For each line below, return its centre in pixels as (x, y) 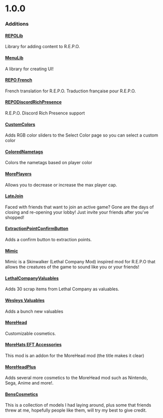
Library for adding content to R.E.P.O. (43, 47)
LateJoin (14, 196)
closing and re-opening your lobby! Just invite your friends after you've (77, 212)
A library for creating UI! (29, 69)
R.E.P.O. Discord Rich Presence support (45, 113)
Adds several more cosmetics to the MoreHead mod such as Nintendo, (77, 378)
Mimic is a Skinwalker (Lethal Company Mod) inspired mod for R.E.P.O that (80, 262)
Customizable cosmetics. (31, 333)
